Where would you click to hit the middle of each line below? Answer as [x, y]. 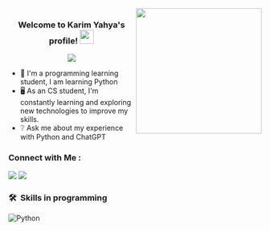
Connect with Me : [45, 158]
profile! [63, 41]
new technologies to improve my [74, 111]
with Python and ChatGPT [63, 137]
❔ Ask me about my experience [72, 128]
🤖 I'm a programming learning [69, 73]
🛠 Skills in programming [58, 197]
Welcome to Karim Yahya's [72, 25]
